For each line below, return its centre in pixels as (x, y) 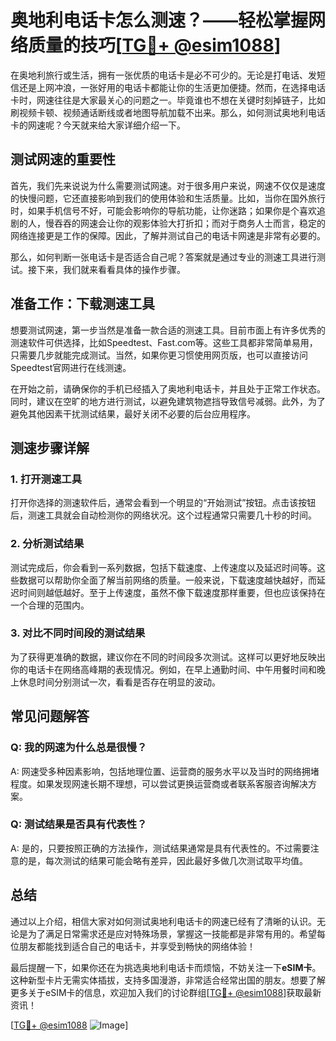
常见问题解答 (50, 716)
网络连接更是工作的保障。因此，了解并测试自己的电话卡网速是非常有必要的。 (168, 235)
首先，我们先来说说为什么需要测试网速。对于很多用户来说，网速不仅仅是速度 (168, 185)
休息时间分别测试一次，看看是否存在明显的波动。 (119, 682)
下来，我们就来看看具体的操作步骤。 (111, 269)
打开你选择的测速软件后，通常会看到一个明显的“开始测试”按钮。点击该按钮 (163, 503)
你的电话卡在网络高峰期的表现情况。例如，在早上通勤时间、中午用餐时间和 (163, 669)
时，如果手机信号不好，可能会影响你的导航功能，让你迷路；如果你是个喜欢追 (168, 210)
